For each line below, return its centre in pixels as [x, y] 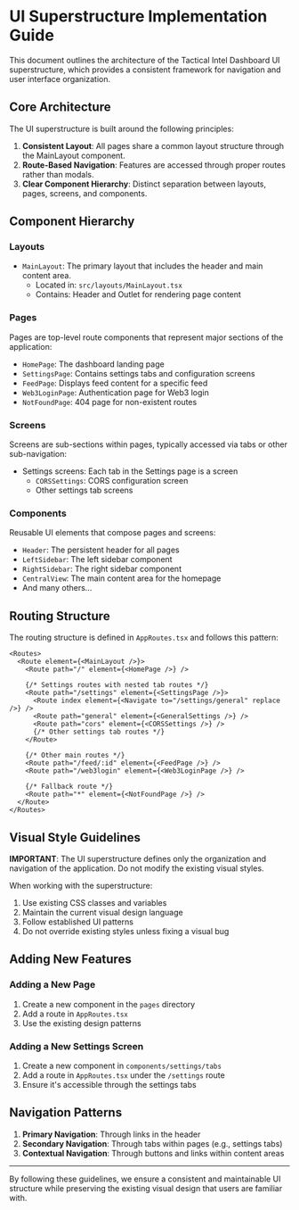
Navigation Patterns [66, 1113]
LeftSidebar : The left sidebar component [97, 559]
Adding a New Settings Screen [77, 1046]
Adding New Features [70, 960]
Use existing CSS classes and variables [94, 902]
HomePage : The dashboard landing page [93, 364]
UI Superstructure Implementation [138, 17]
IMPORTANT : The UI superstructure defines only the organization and [138, 858]
